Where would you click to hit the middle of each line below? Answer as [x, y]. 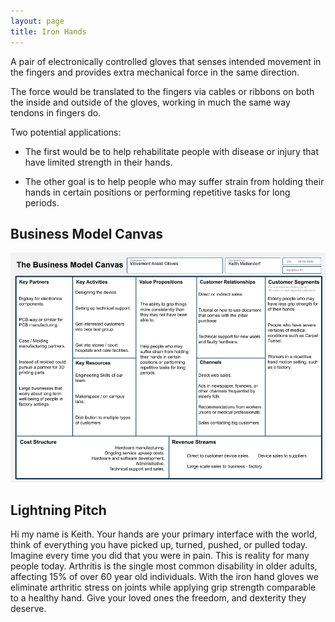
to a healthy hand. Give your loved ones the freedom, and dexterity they [158, 598]
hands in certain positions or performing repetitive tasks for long [157, 192]
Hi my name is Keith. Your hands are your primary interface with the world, [164, 534]
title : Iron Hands [48, 31]
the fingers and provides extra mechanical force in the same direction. [155, 72]
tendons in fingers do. [56, 112]
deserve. [28, 609]
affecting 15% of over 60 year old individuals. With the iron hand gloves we [164, 577]
